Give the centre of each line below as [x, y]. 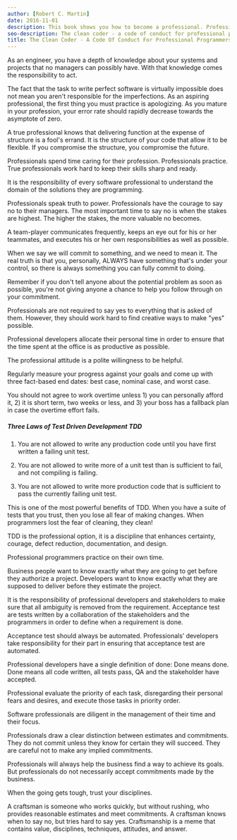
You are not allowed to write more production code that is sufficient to [119, 487]
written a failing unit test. [54, 451]
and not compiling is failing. [57, 473]
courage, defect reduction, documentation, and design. [87, 544]
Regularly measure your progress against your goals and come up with [110, 374]
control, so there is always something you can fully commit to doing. [107, 268]
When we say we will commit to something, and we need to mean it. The [113, 253]
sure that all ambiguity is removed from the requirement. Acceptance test [114, 607]
